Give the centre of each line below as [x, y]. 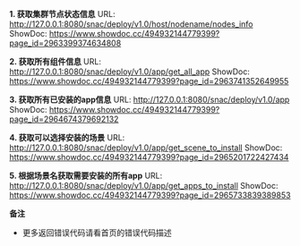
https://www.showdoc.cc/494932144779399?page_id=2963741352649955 [149, 81]
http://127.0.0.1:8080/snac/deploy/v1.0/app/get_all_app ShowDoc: [130, 72]
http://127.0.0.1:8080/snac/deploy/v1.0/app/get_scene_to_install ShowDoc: [146, 148]
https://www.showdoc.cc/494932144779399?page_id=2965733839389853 [150, 195]
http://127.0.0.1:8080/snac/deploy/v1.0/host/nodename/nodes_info [131, 24]
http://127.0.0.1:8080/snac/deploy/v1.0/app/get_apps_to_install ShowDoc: [144, 186]
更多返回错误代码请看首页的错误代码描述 [97, 233]
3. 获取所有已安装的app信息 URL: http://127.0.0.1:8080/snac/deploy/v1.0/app [150, 99]
